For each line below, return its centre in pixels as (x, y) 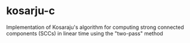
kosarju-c (31, 11)
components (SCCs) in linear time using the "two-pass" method (85, 33)
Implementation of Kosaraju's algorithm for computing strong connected (95, 27)
